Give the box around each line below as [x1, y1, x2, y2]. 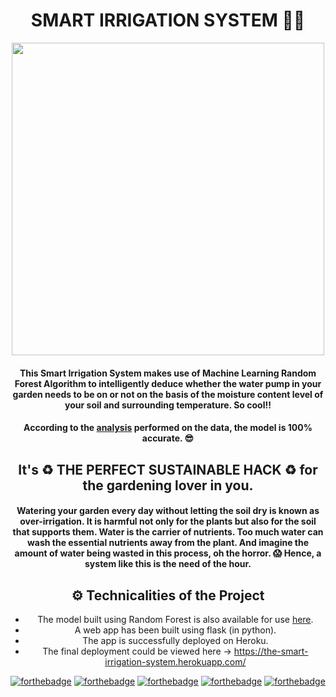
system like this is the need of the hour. [84, 558, 252, 570]
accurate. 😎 [141, 432, 195, 444]
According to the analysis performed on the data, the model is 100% [23, 422, 313, 434]
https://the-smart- [233, 645, 309, 657]
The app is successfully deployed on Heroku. [82, 634, 269, 646]
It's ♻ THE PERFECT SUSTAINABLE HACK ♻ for [18, 461, 318, 478]
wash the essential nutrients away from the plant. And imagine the [26, 537, 310, 549]
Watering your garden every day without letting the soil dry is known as [16, 505, 320, 517]
